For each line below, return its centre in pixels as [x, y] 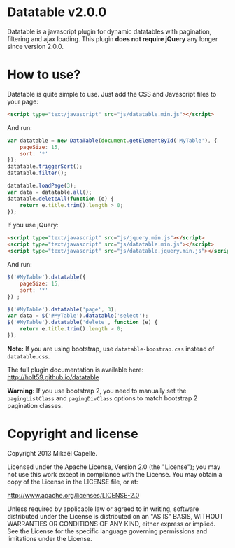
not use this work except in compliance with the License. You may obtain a [115, 474]
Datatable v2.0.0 [57, 12]
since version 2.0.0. [36, 46]
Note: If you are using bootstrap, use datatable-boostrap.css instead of [111, 349]
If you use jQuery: [33, 225]
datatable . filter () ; [37, 173]
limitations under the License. [50, 538]
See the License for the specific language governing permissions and [107, 531]
